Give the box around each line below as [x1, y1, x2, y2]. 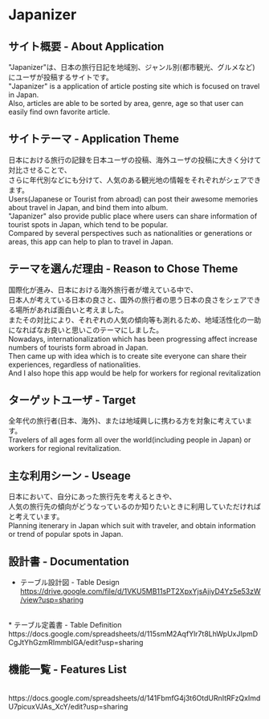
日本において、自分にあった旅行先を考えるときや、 [8, 492, 177, 502]
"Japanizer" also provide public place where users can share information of [8, 211, 258, 221]
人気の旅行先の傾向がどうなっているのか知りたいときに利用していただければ [8, 502, 261, 511]
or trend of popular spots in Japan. [8, 530, 124, 539]
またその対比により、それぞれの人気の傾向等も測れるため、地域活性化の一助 [8, 315, 262, 324]
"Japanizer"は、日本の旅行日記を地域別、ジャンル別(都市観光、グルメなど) [8, 63, 255, 71]
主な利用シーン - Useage [8, 469, 131, 482]
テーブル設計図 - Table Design [19, 578, 120, 587]
